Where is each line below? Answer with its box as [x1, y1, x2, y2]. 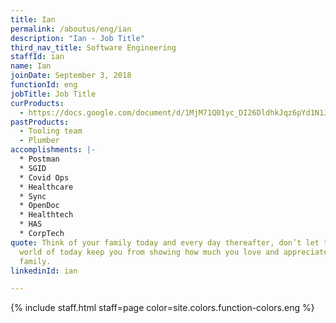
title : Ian [10, 14, 56, 25]
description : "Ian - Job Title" [10, 33, 145, 43]
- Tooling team [19, 126, 83, 136]
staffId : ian [10, 52, 65, 62]
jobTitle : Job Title [10, 89, 97, 99]
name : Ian [10, 61, 52, 71]
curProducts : [10, 98, 65, 108]
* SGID [19, 163, 47, 173]
